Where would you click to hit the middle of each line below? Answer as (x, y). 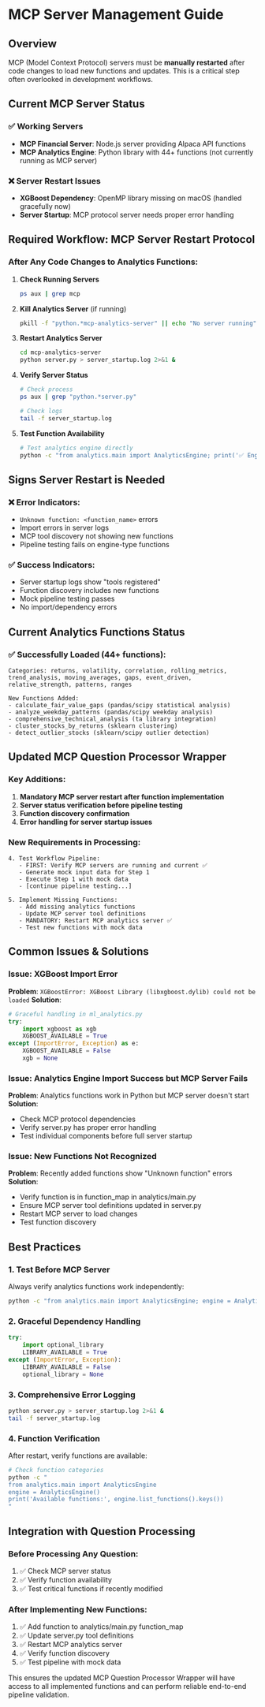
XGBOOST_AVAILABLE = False (67, 1051)
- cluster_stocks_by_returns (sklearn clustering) (93, 726)
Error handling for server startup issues (86, 822)
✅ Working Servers (46, 126)
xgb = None (40, 1058)
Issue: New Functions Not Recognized (83, 1157)
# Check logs (41, 411)
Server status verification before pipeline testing (101, 805)
